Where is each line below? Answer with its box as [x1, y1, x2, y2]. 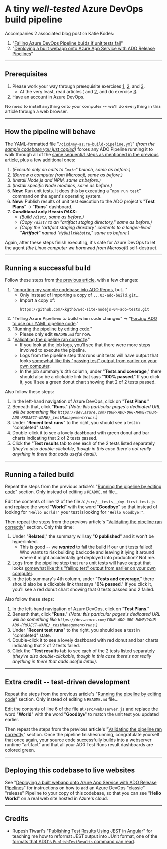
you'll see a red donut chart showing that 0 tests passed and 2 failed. [12, 586, 155, 593]
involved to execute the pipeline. [19, 347, 86, 353]
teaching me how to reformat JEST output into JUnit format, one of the [12, 833, 158, 839]
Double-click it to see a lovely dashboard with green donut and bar [12, 430, 150, 436]
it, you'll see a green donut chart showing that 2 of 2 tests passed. [19, 379, 156, 385]
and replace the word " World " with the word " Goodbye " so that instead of [5, 504, 158, 510]
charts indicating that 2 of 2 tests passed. [12, 435, 98, 441]
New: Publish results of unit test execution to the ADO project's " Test [12, 198, 155, 204]
